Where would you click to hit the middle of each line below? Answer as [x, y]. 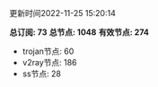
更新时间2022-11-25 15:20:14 [63, 13]
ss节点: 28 [41, 74]
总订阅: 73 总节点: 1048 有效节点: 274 [79, 32]
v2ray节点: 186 [50, 62]
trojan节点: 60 [48, 51]
